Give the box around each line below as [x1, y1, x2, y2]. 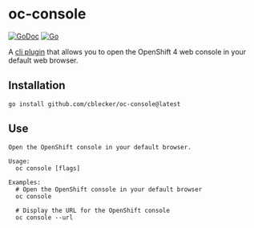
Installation [8, 79, 66, 92]
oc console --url [15, 214, 74, 222]
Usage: [8, 157, 30, 165]
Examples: [8, 178, 42, 186]
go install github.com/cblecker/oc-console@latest [8, 100, 181, 108]
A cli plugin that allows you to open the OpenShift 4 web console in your [8, 47, 247, 56]
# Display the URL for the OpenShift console [15, 206, 171, 214]
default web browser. [8, 55, 79, 65]
